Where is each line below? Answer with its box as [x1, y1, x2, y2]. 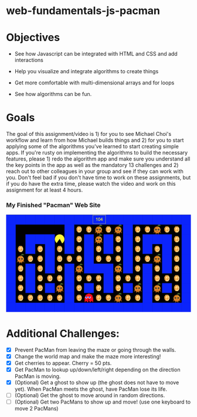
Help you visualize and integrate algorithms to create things [14, 68, 159, 75]
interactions [14, 57, 44, 64]
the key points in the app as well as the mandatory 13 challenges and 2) [6, 162, 179, 169]
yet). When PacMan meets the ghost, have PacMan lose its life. [14, 385, 168, 392]
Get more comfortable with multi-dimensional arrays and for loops [14, 79, 175, 86]
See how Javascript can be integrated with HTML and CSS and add [14, 50, 178, 57]
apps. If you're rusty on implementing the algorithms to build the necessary [6, 149, 188, 156]
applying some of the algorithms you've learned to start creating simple [6, 143, 179, 150]
